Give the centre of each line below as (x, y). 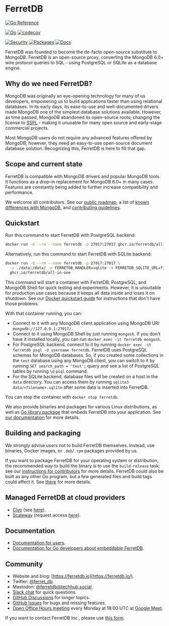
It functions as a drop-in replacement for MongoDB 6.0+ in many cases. (80, 182)
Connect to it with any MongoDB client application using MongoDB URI (86, 323)
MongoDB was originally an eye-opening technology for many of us (75, 96)
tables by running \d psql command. (50, 371)
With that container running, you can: (44, 313)
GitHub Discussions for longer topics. (51, 598)
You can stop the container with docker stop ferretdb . (62, 397)
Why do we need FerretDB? (49, 84)
